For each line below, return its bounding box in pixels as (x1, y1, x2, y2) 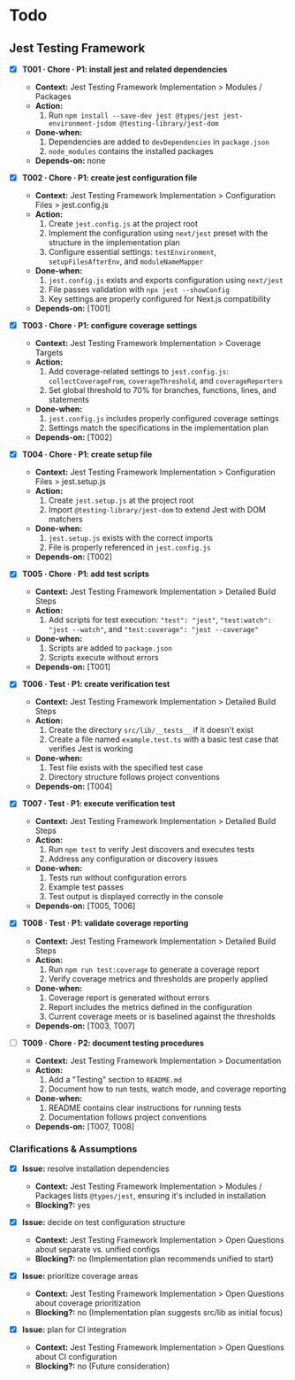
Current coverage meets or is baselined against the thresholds (48, 1011, 276, 1022)
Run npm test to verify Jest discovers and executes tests (48, 844, 255, 855)
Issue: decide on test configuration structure (21, 1216, 185, 1227)
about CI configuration (34, 1352, 117, 1362)
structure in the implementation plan (48, 237, 181, 248)
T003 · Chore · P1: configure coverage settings (21, 320, 197, 331)
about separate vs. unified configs (34, 1244, 161, 1254)
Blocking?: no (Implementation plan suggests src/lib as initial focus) (34, 1307, 284, 1318)
